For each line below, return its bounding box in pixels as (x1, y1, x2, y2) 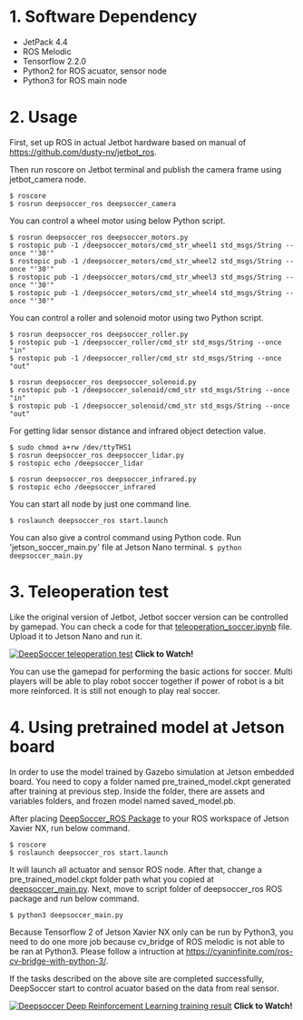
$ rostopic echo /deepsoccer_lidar (9, 459, 144, 468)
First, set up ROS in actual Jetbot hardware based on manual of (9, 136, 247, 147)
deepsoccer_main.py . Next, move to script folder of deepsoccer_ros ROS (9, 883, 283, 894)
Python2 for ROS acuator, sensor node (22, 65, 168, 76)
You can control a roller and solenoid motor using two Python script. (9, 312, 264, 323)
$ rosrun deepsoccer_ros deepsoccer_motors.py (9, 233, 189, 242)
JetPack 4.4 (22, 36, 68, 47)
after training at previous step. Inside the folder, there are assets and (9, 786, 266, 797)
